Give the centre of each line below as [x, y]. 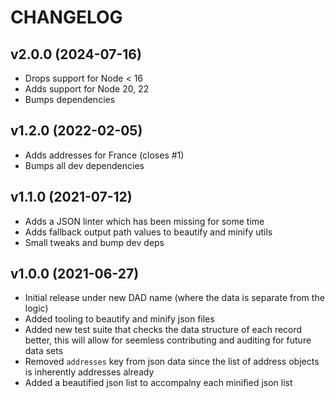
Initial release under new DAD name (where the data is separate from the [174, 298]
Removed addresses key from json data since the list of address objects [172, 362]
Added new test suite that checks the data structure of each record [163, 330]
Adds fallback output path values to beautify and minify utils [148, 232]
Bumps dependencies [70, 99]
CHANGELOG [66, 17]
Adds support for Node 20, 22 [87, 89]
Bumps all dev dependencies [84, 165]
